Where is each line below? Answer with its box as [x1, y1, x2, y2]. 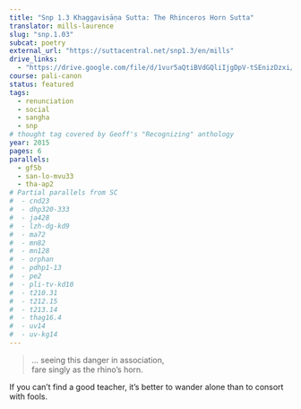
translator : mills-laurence [9, 22, 115, 30]
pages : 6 [9, 146, 42, 155]
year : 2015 [9, 138, 50, 147]
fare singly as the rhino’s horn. [30, 364, 143, 375]
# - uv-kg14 [9, 330, 58, 339]
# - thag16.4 [9, 313, 63, 323]
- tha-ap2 [17, 180, 54, 189]
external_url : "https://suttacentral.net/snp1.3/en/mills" [9, 47, 235, 56]
